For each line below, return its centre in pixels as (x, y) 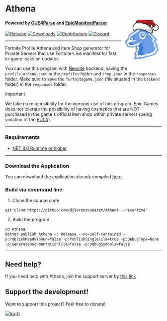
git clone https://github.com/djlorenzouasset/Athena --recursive (75, 210)
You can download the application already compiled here (63, 176)
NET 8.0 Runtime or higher (40, 148)
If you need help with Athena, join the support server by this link (71, 276)
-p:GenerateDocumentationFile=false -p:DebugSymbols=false (68, 244)
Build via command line (34, 189)
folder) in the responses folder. (36, 84)
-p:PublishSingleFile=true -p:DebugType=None (111, 239)
